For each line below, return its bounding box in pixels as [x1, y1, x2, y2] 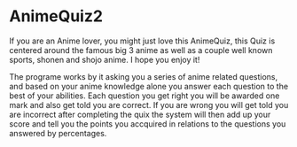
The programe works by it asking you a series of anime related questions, [9, 71, 278, 81]
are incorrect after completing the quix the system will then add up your [9, 109, 271, 120]
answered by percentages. [9, 128, 107, 138]
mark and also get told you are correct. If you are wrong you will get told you [9, 99, 289, 110]
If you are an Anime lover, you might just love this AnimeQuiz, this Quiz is [9, 35, 276, 46]
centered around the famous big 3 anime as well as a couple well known [9, 44, 273, 55]
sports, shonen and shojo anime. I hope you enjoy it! [9, 54, 200, 65]
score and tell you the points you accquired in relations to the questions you [9, 118, 286, 129]
